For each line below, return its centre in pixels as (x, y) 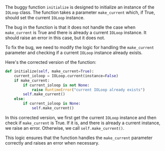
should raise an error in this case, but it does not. (55, 38)
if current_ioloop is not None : (56, 85)
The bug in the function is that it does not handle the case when (70, 27)
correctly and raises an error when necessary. (52, 143)
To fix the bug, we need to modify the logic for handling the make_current (80, 47)
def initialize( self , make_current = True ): (50, 71)
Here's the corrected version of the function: (51, 62)
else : (20, 99)
